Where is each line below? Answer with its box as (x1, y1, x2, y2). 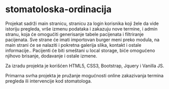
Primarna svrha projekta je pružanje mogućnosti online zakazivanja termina (5, 72, 164, 78)
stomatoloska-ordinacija (5, 4, 112, 15)
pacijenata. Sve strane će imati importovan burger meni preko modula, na (5, 37, 160, 43)
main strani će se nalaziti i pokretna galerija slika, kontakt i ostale (5, 42, 141, 48)
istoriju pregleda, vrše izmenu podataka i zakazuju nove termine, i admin (5, 25, 158, 32)
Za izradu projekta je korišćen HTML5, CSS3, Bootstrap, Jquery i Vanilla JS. (5, 63, 164, 69)
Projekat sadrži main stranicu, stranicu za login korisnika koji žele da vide (5, 20, 159, 26)
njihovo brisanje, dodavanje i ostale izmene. (5, 52, 98, 59)
